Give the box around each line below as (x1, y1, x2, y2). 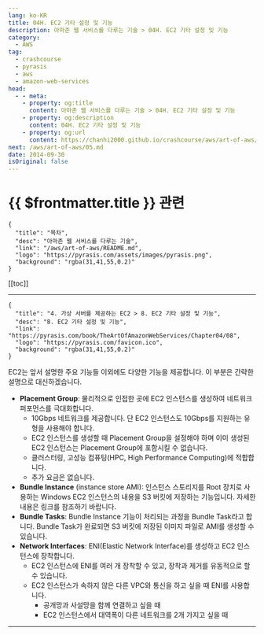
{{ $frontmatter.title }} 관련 (8, 194, 185, 212)
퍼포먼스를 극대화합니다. (19, 404, 94, 413)
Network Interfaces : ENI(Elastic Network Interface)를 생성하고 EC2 (19, 541, 236, 551)
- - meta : (15, 92, 47, 100)
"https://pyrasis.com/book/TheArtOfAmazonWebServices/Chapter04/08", (8, 332, 241, 340)
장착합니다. (40, 552, 75, 561)
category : (8, 33, 41, 42)
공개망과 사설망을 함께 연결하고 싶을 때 (42, 600, 161, 610)
